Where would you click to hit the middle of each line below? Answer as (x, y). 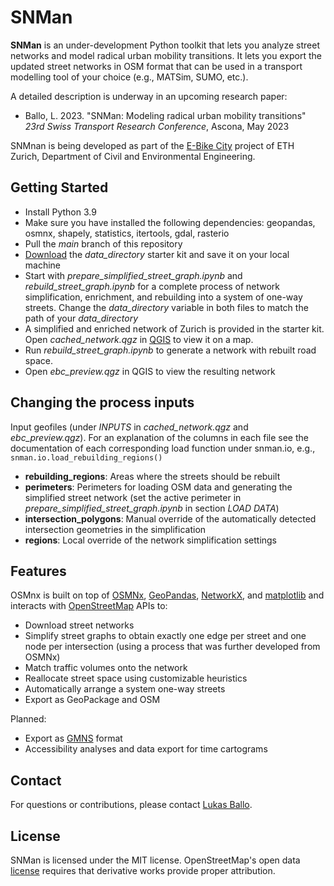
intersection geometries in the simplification (115, 529)
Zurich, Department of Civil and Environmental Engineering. (133, 156)
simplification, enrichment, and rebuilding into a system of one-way (163, 297)
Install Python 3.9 (60, 212)
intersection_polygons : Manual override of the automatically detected (170, 518)
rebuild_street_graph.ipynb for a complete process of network (152, 286)
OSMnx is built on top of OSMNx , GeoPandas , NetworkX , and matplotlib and (167, 595)
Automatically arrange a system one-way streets (125, 689)
